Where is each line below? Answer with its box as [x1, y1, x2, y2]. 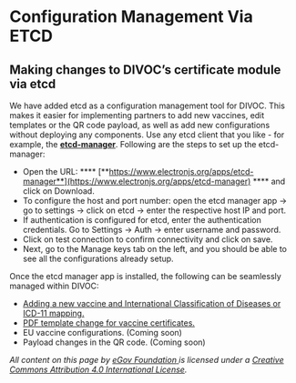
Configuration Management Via [9, 6, 253, 27]
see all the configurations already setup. [22, 253, 175, 264]
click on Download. [22, 186, 96, 197]
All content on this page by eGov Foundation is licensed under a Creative [9, 355, 284, 365]
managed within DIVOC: [9, 280, 99, 291]
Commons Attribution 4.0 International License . [9, 364, 188, 375]
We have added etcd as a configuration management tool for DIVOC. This [9, 100, 285, 111]
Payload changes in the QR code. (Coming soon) [22, 337, 207, 348]
